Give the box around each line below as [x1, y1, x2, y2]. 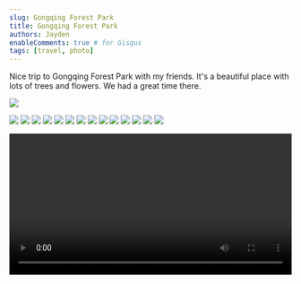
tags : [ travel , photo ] [9, 47, 94, 56]
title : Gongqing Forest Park [9, 22, 118, 30]
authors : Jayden [9, 30, 70, 39]
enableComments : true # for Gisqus [9, 38, 142, 47]
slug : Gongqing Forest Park [9, 13, 115, 22]
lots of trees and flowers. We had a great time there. [9, 81, 202, 91]
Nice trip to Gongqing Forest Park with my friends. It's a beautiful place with [9, 71, 289, 82]
